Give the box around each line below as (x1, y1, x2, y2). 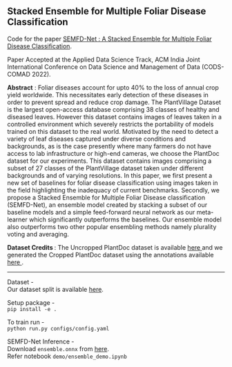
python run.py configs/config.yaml (7, 325, 110, 332)
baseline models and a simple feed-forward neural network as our (7, 208, 195, 216)
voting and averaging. (7, 230, 69, 238)
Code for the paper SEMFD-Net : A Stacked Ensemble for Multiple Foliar (7, 34, 212, 43)
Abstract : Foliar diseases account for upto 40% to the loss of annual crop (7, 83, 220, 92)
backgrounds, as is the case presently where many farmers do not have (7, 141, 212, 150)
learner (7, 215, 28, 224)
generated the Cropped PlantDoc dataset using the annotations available (7, 250, 214, 259)
